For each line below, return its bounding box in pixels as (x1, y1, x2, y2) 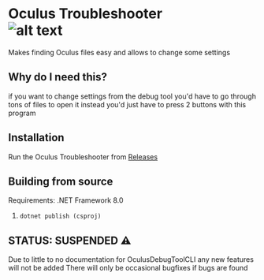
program (8, 108, 36, 118)
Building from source (8, 174, 113, 188)
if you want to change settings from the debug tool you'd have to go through (8, 91, 256, 101)
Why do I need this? (8, 70, 108, 84)
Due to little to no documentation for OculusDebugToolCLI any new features (8, 255, 255, 264)
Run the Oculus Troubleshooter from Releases (8, 151, 158, 162)
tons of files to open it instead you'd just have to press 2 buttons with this (8, 99, 247, 109)
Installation (8, 131, 65, 144)
